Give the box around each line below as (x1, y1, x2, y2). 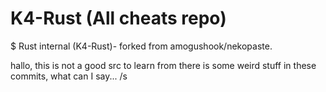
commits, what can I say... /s (10, 70, 128, 82)
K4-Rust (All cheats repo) (10, 7, 227, 30)
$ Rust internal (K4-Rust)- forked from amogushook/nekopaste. (10, 40, 273, 52)
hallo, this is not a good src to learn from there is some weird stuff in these (10, 59, 317, 71)
